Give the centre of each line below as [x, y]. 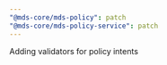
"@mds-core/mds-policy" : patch [68, 17]
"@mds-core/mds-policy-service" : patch [84, 26]
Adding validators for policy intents [74, 51]
